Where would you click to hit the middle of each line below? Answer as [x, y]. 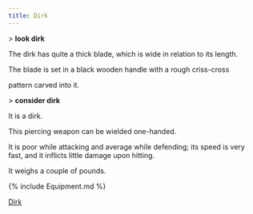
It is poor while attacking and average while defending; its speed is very [127, 147]
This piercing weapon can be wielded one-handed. [92, 131]
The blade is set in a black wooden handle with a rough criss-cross [119, 69]
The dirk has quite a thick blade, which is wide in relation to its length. [123, 53]
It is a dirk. [26, 116]
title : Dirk [28, 16]
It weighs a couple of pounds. [57, 170]
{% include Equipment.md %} [57, 186]
